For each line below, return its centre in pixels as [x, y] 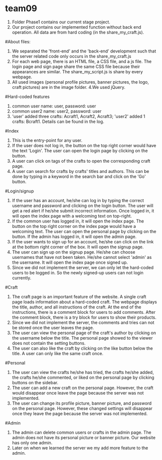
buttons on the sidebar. [35, 382]
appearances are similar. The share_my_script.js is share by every [77, 71]
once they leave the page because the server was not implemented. [80, 413]
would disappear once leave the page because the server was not [78, 393]
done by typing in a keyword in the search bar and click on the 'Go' [79, 176]
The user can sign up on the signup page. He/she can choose [74, 252]
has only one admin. [32, 443]
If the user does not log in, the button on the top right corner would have [84, 145]
